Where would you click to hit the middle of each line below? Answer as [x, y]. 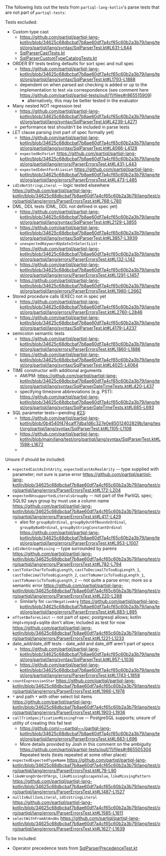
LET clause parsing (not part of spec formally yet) [63, 132]
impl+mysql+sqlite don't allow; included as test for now [69, 622]
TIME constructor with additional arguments [57, 370]
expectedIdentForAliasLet [46, 170]
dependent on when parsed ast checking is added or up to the [83, 85]
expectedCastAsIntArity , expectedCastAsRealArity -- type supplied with [86, 469]
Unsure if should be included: [35, 459]
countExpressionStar [33, 681]
